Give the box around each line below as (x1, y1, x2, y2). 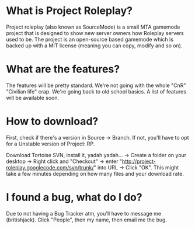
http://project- (121, 158, 156, 165)
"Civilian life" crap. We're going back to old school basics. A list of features (6, 88, 187, 95)
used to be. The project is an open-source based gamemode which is (6, 36, 174, 43)
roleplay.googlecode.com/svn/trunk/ (6, 164, 94, 171)
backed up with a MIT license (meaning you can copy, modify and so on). (6, 42, 183, 49)
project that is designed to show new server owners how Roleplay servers (6, 29, 184, 36)
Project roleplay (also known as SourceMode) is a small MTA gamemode (6, 23, 180, 30)
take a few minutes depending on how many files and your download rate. (6, 170, 184, 177)
